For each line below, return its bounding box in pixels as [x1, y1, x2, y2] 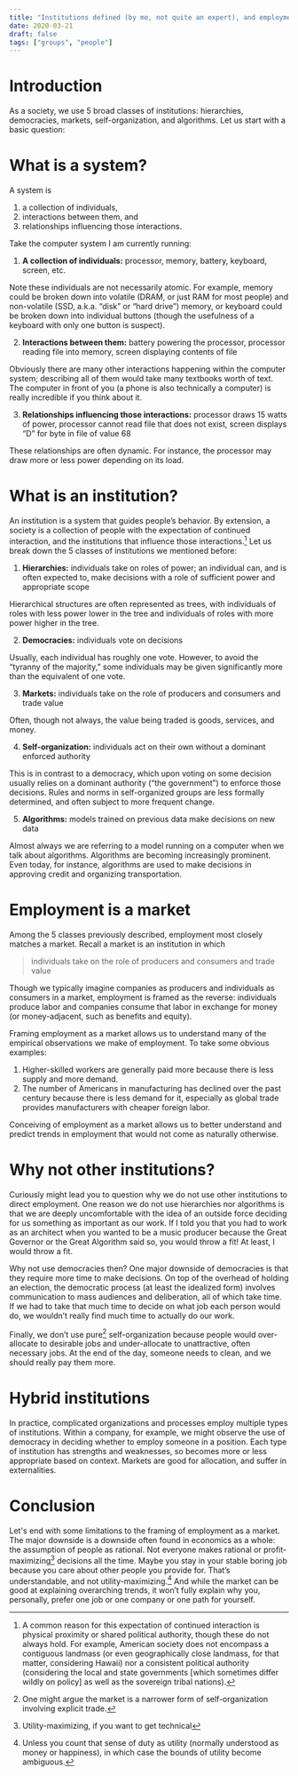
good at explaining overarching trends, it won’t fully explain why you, [9, 1585, 261, 1596]
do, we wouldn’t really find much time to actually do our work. [9, 1310, 235, 1321]
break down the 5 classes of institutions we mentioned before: [9, 545, 238, 556]
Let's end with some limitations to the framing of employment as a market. [9, 1525, 281, 1536]
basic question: [9, 124, 66, 135]
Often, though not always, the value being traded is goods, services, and [9, 715, 275, 725]
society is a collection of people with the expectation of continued [9, 525, 251, 536]
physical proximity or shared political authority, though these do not [21, 1629, 270, 1640]
